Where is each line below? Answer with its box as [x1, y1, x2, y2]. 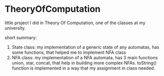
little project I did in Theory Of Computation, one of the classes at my [4, 20, 146, 26]
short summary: [4, 35, 37, 40]
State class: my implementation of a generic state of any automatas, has [11, 44, 160, 50]
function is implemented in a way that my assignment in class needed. [11, 65, 156, 71]
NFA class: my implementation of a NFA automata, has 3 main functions [11, 54, 158, 60]
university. [4, 25, 26, 31]
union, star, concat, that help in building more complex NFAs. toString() [11, 60, 157, 66]
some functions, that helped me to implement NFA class [11, 49, 126, 55]
